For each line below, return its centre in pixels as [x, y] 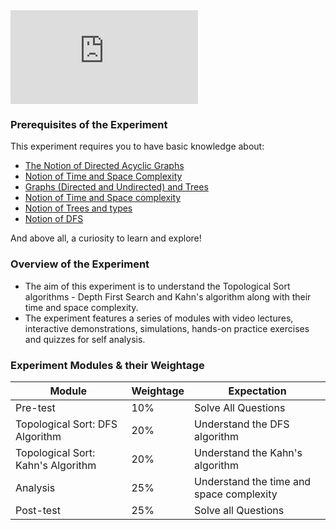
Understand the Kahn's [248, 452]
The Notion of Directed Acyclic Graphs [104, 166]
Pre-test [35, 407]
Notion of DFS [54, 219]
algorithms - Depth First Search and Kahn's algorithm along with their [168, 296]
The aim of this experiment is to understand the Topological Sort [157, 286]
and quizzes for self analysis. [85, 339]
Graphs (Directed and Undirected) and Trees [116, 187]
